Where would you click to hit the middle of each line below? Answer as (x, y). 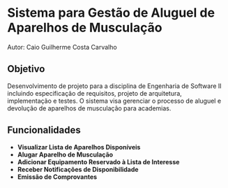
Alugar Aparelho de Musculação (65, 154)
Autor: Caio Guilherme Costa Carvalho (62, 47)
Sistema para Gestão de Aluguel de (111, 13)
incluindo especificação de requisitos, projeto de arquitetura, (95, 93)
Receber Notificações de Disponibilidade (78, 169)
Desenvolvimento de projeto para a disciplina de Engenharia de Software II (114, 86)
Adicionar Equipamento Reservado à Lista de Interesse (98, 161)
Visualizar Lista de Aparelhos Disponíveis (79, 147)
